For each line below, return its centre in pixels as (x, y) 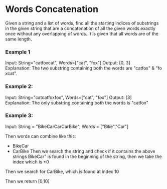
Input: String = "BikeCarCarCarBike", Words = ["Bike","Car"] (67, 126)
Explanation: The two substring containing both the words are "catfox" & (80, 68)
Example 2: (19, 86)
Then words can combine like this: (41, 136)
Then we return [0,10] (27, 181)
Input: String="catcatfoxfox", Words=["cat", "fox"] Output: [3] (68, 97)
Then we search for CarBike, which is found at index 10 (62, 171)
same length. (19, 39)
